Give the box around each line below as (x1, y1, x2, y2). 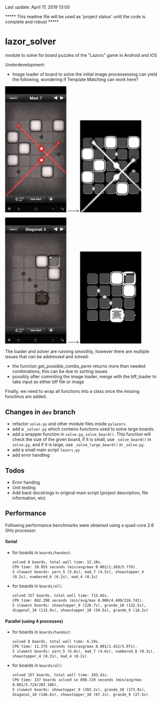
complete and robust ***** (5, 19, 59, 25)
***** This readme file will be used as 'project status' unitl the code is (5, 14, 146, 19)
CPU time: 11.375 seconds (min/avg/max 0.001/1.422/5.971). (12, 644, 138, 649)
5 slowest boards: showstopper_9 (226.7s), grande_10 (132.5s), (12, 603, 146, 608)
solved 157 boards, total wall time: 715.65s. (12, 593, 109, 598)
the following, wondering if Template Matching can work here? (12, 76, 139, 82)
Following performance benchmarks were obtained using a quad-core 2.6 (5, 522, 154, 528)
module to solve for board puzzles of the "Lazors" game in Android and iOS (5, 52, 158, 58)
